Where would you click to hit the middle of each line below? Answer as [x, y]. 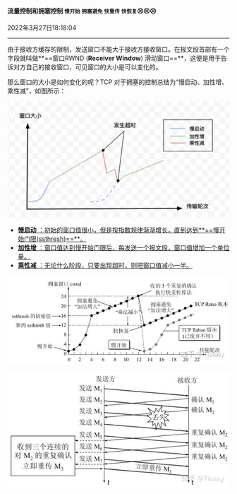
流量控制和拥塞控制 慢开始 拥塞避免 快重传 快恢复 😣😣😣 [82, 11]
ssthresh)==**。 [62, 239]
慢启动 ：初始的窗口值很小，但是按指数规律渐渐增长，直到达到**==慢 [119, 230]
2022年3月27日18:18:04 [42, 28]
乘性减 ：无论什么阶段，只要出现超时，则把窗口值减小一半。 [105, 265]
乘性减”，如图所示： [37, 91]
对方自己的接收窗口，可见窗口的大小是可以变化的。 [87, 67]
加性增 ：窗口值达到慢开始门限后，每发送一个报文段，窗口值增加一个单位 [123, 247]
